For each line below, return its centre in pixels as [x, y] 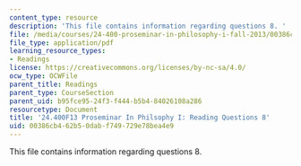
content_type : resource [54, 17]
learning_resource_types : [57, 51]
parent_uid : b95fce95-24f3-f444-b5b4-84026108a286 [106, 101]
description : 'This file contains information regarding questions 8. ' [148, 26]
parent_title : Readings [54, 84]
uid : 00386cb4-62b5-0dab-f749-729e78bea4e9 [92, 127]
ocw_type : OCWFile [43, 76]
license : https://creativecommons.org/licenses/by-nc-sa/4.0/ [128, 68]
